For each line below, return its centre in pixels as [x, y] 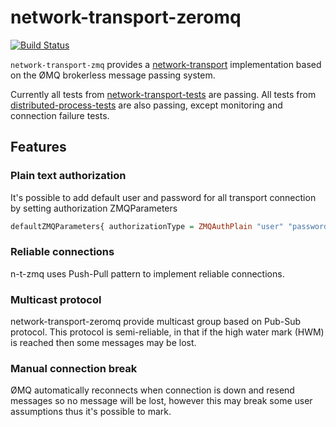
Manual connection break [74, 369]
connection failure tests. [60, 115]
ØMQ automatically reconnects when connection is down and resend [152, 390]
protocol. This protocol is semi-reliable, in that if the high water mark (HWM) [167, 332]
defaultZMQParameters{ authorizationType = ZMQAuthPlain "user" [147, 226]
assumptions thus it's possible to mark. [91, 412]
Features [38, 147]
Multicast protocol [56, 299]
